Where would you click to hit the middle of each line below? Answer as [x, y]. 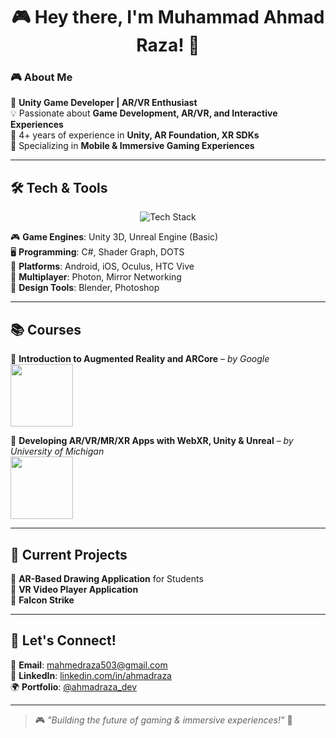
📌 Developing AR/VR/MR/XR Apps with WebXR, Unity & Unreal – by [152, 441]
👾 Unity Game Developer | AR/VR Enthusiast [104, 103]
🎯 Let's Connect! [63, 640]
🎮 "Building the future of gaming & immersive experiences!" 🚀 [163, 720]
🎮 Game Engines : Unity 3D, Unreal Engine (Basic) [114, 237]
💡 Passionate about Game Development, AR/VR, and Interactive [144, 113]
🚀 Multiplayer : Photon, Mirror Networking [96, 277]
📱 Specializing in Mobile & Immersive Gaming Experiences [132, 146]
